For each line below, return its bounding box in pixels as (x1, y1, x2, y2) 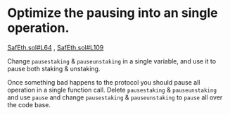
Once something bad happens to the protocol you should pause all (7, 78, 200, 86)
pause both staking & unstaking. (7, 64, 101, 73)
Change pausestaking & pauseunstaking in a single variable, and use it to (7, 56, 217, 65)
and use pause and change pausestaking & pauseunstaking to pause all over (7, 93, 223, 102)
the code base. (7, 100, 51, 109)
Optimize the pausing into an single (7, 5, 218, 21)
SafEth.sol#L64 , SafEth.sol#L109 (7, 43, 104, 52)
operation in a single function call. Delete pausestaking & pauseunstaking (7, 85, 217, 94)
